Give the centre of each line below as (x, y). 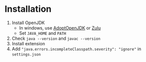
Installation (28, 9)
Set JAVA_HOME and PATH (42, 33)
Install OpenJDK (28, 23)
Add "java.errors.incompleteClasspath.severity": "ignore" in (76, 49)
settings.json (26, 54)
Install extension (28, 43)
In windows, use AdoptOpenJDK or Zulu (60, 28)
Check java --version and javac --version (56, 38)
